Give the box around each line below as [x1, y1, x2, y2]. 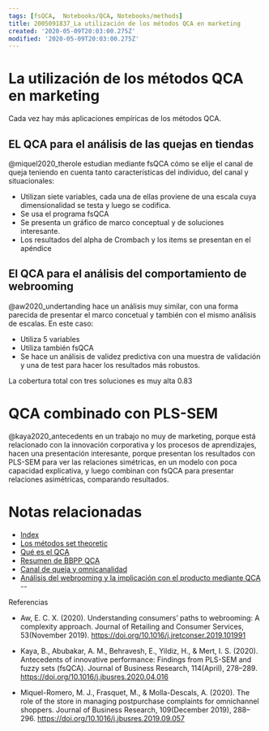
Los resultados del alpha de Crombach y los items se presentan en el [19, 235, 251, 244]
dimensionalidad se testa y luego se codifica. [19, 201, 172, 210]
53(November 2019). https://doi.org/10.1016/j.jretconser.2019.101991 [19, 630, 246, 640]
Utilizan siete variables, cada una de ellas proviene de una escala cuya [19, 192, 257, 201]
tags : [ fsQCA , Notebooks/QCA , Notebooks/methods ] [8, 11, 183, 20]
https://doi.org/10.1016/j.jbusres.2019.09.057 [37, 713, 185, 723]
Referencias [8, 597, 49, 607]
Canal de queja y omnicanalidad [19, 564, 128, 573]
